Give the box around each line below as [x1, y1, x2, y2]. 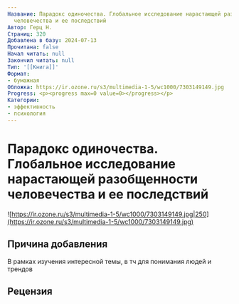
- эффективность [7, 103, 55, 111]
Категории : [7, 97, 40, 104]
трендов [7, 265, 33, 273]
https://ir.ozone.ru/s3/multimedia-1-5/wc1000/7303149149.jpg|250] [11, 210, 209, 218]
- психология [7, 110, 46, 117]
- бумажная [7, 76, 40, 84]
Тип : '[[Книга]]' [7, 64, 59, 71]
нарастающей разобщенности [7, 171, 198, 187]
